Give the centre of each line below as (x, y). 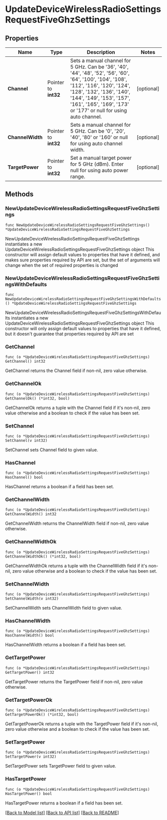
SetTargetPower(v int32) (31, 757)
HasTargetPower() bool (29, 794)
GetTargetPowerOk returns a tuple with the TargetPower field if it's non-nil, (82, 724)
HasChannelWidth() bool (30, 635)
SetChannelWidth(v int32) (32, 599)
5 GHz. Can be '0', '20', (98, 131)
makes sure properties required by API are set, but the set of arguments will (83, 260)
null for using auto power (99, 170)
